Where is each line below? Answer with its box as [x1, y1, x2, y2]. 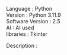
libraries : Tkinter [6, 30, 48, 38]
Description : [6, 42, 37, 49]
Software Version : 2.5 [6, 18, 60, 25]
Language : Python [6, 5, 52, 12]
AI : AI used [6, 24, 34, 31]
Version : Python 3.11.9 [6, 11, 61, 19]
